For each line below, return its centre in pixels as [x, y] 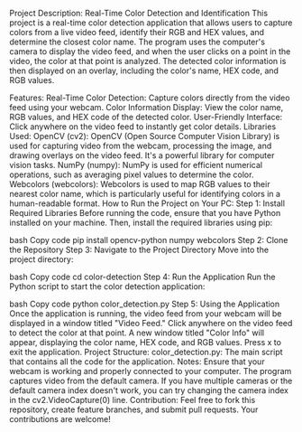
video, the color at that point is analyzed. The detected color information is [148, 61]
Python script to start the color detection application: [107, 286]
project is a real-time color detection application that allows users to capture [151, 23]
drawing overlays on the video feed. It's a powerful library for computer [142, 155]
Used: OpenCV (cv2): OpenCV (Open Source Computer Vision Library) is [145, 136]
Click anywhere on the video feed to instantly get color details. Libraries [143, 127]
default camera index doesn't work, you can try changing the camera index [149, 390]
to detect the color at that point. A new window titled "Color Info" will [137, 333]
